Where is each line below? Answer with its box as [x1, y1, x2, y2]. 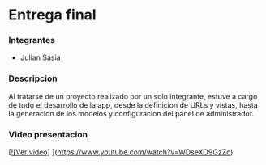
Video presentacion [8, 129, 88, 140]
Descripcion [8, 73, 58, 84]
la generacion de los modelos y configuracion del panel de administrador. [8, 108, 255, 118]
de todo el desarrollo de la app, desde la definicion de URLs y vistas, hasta [8, 99, 258, 110]
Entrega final [8, 6, 97, 24]
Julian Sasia [19, 53, 61, 62]
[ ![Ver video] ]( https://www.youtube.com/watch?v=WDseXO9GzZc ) [8, 147, 234, 157]
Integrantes [8, 35, 55, 46]
